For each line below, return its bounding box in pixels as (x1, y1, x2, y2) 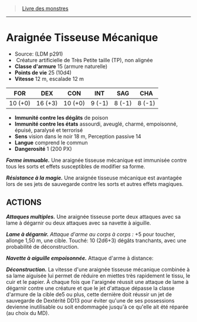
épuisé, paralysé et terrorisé (14, 126, 83, 134)
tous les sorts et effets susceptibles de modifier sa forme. (6, 162, 145, 170)
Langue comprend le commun (14, 139, 88, 146)
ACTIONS (6, 198, 42, 208)
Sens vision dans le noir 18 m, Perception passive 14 (14, 133, 142, 140)
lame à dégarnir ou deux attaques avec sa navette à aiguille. (6, 219, 151, 226)
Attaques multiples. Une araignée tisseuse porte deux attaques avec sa (6, 213, 181, 220)
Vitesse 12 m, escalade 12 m (14, 75, 84, 82)
